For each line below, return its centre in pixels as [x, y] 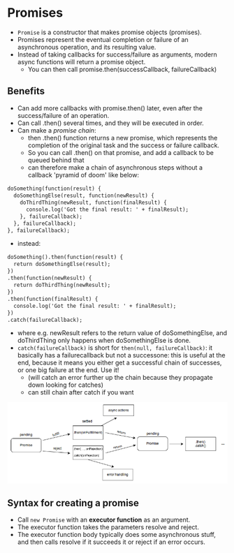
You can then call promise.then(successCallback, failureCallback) [122, 69]
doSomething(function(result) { [54, 189]
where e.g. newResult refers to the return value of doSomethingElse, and [122, 332]
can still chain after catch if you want [81, 392]
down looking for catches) [65, 385]
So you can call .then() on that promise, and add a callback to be [121, 152]
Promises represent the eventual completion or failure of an [103, 39]
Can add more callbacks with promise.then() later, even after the [110, 108]
